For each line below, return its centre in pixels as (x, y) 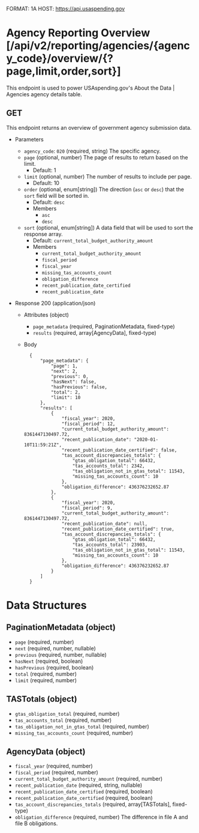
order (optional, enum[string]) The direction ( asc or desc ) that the (104, 189)
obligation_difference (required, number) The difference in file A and (101, 817)
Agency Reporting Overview (78, 33)
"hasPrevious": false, (79, 387)
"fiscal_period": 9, (87, 508)
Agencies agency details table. (44, 94)
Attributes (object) (46, 314)
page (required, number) (44, 642)
